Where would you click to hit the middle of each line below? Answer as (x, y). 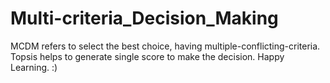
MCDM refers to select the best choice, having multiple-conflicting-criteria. (165, 46)
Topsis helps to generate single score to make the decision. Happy (147, 56)
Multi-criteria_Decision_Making (144, 18)
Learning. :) (34, 67)
